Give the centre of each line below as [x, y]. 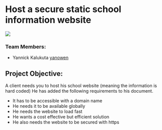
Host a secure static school [63, 9]
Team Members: [26, 46]
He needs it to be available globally [49, 106]
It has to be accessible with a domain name [57, 101]
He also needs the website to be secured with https [66, 122]
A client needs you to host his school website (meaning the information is [81, 86]
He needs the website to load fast [47, 111]
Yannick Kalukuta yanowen [40, 58]
